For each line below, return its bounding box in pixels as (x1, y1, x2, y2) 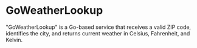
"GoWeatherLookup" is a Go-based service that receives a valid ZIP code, (5, 23, 192, 31)
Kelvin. (5, 36, 23, 43)
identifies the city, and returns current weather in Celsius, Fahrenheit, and (5, 29, 190, 37)
